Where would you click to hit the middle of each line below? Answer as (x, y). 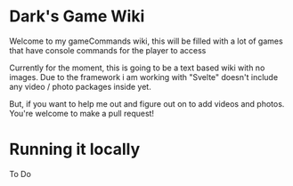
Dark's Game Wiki (77, 16)
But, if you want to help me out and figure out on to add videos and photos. (147, 103)
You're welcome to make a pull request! (81, 113)
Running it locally (75, 150)
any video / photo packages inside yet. (80, 86)
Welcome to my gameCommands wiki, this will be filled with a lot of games (146, 41)
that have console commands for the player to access (108, 50)
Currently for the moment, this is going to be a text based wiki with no (137, 68)
